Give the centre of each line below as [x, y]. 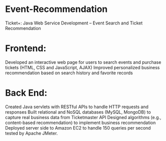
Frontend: [26, 49]
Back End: [26, 93]
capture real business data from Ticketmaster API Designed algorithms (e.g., [83, 117]
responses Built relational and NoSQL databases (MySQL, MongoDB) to [78, 112]
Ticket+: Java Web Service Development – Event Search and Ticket [74, 23]
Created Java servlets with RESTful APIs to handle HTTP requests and [77, 107]
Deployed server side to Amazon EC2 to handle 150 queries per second [78, 128]
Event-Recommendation [56, 9]
